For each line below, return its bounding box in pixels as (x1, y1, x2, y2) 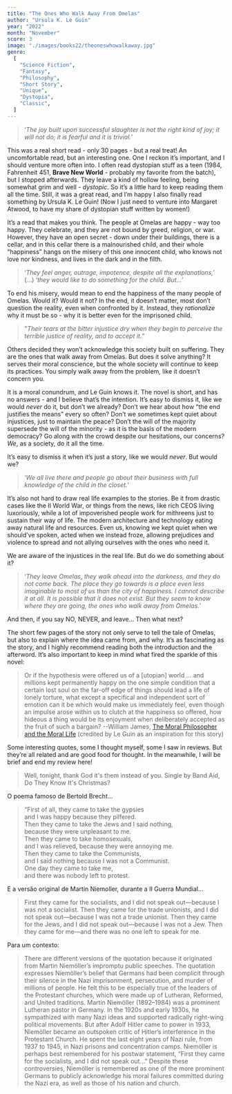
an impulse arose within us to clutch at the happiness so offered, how (23, 707, 222, 716)
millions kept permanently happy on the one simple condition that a (23, 678, 215, 687)
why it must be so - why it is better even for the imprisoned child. (7, 311, 193, 319)
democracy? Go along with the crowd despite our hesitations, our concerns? (7, 432, 225, 440)
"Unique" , (19, 87, 48, 94)
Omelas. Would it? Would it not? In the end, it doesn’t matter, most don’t (7, 296, 211, 305)
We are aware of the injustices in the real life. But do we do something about (7, 551, 224, 559)
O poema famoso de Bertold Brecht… (7, 791, 113, 800)
